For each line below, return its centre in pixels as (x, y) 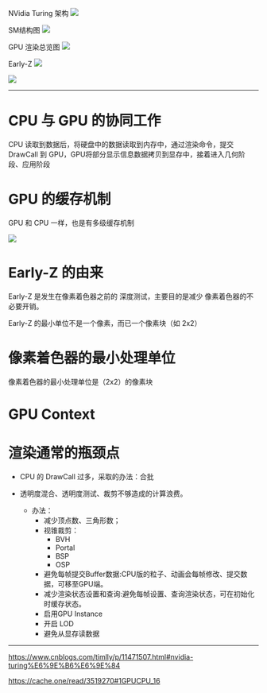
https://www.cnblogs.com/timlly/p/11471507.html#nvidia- (101, 656)
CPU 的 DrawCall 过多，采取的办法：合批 (87, 476)
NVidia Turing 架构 (39, 13)
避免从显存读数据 (72, 633)
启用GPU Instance (73, 614)
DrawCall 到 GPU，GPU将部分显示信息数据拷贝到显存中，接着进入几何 (124, 154)
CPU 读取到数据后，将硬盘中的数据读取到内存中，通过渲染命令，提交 (121, 144)
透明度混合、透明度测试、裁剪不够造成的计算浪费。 (103, 494)
